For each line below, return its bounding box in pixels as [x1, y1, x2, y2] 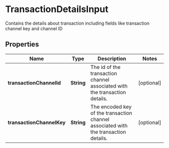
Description [97, 55, 127, 62]
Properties [5, 40, 39, 49]
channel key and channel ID [5, 25, 63, 31]
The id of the [90, 63, 121, 70]
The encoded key [90, 103, 132, 110]
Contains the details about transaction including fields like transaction [5, 20, 150, 26]
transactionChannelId [8, 79, 61, 86]
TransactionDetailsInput [5, 4, 109, 15]
